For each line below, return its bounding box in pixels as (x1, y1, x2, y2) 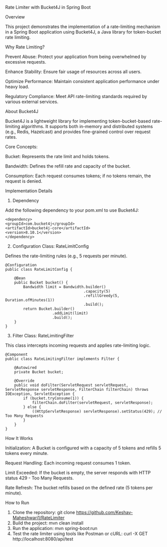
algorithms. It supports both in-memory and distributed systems (21, 124, 153, 129)
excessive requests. (5, 59, 46, 65)
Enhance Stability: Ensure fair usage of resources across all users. (5, 69, 141, 75)
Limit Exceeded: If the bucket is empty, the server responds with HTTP (5, 470, 151, 475)
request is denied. (5, 178, 42, 184)
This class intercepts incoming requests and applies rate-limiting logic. (5, 342, 151, 348)
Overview (5, 14, 25, 20)
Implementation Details (5, 188, 52, 194)
